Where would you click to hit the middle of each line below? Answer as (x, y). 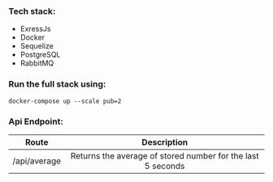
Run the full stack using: (57, 84)
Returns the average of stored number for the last (165, 155)
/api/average (37, 161)
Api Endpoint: (36, 121)
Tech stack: (32, 11)
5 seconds (165, 166)
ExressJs (35, 29)
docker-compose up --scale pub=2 (65, 101)
